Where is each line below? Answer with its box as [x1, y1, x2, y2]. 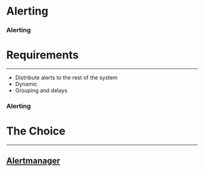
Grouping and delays [15, 87, 68, 94]
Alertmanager [6, 156, 61, 166]
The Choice [6, 124, 66, 138]
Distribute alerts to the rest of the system [15, 74, 118, 81]
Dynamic [15, 81, 38, 88]
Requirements [6, 48, 79, 62]
